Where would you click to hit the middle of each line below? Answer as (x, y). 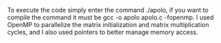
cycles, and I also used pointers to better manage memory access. (103, 32)
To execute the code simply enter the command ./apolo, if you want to (108, 10)
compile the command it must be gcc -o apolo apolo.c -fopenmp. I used (110, 17)
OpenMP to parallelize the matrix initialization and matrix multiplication (108, 25)
